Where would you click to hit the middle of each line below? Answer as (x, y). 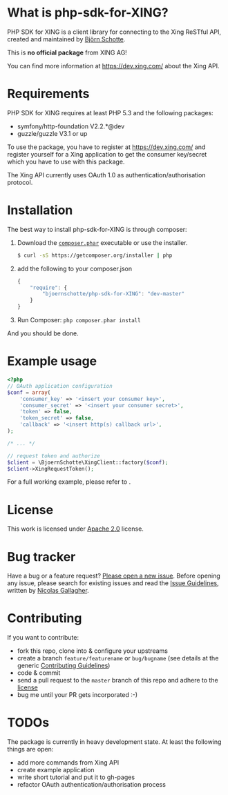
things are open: (30, 749)
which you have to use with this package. (66, 161)
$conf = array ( (29, 392)
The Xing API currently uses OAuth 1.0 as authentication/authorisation (106, 175)
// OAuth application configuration (60, 386)
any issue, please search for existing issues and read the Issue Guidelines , (113, 583)
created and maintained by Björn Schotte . (66, 39)
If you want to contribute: (43, 638)
